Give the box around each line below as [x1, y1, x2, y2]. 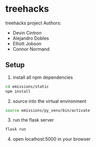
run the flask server [12, 117, 55, 123]
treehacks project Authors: [5, 20, 62, 26]
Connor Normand [12, 46, 50, 52]
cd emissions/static [5, 84, 50, 89]
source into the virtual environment [12, 98, 87, 104]
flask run [5, 127, 27, 132]
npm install [5, 89, 31, 94]
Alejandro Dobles [12, 35, 50, 41]
